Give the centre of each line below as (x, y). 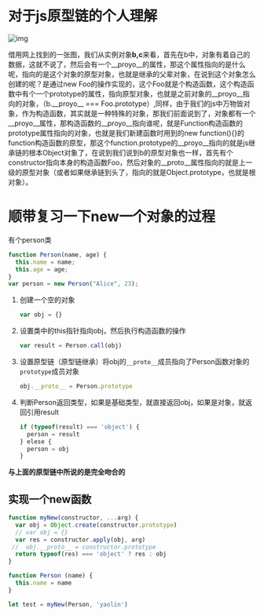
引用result (42, 412)
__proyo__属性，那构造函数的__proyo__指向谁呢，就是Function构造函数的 (126, 123)
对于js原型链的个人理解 (83, 16)
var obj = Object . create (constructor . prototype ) (96, 525)
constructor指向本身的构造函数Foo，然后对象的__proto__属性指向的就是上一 (130, 162)
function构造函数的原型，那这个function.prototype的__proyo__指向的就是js (128, 143)
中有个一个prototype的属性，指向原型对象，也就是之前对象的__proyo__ (129, 93)
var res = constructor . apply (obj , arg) (81, 539)
